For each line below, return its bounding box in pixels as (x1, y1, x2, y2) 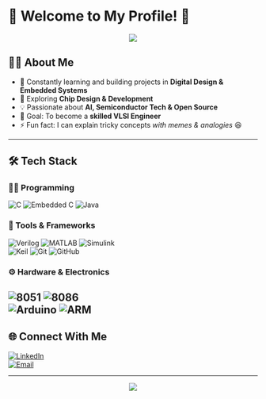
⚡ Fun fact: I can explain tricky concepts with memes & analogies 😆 (19, 120, 242, 129)
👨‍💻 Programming (8, 182, 75, 194)
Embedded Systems (19, 85, 88, 94)
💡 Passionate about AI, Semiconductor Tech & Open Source (19, 102, 218, 112)
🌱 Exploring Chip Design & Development (19, 94, 154, 103)
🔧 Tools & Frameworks (8, 220, 96, 231)
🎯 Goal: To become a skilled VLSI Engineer (19, 111, 161, 121)
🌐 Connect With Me (8, 330, 108, 343)
